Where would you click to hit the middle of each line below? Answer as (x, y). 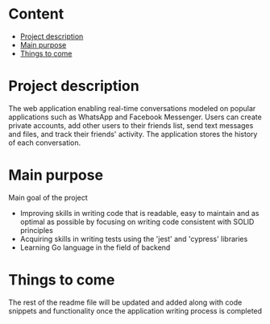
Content (36, 14)
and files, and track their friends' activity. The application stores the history (133, 134)
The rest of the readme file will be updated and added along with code (125, 302)
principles (37, 230)
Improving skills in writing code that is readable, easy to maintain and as (139, 213)
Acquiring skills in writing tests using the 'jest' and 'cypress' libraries (134, 239)
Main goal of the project (48, 197)
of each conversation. (45, 143)
